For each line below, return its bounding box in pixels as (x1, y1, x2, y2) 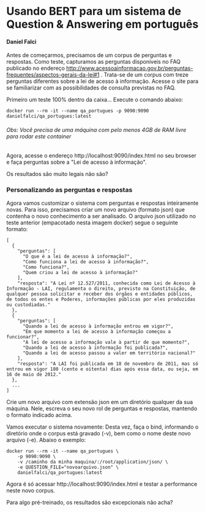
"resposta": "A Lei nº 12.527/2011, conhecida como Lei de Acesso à (17, 280, 196, 286)
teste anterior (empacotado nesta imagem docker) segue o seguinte (6, 219, 179, 226)
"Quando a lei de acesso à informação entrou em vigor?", (22, 323, 174, 329)
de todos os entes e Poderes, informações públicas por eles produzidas (6, 296, 196, 302)
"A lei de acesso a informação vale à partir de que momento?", (22, 339, 190, 345)
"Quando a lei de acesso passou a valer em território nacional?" (22, 350, 196, 356)
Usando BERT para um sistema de (6, 4, 182, 18)
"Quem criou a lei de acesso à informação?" (22, 269, 138, 275)
